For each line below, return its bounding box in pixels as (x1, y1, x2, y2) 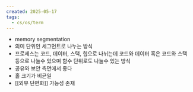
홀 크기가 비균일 (14, 72, 52, 80)
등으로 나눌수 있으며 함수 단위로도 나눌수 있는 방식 (14, 57, 131, 65)
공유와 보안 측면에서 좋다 (14, 65, 72, 72)
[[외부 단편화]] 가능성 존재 (14, 80, 75, 87)
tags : (6, 14, 20, 20)
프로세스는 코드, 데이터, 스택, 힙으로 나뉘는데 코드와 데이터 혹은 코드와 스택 (14, 50, 188, 57)
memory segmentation (14, 36, 71, 43)
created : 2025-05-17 (6, 8, 58, 15)
